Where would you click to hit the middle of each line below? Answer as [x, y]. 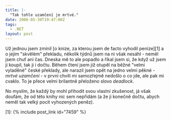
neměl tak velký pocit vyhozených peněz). [50, 102]
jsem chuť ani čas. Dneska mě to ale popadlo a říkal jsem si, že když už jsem [86, 59]
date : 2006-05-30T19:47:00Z [35, 19]
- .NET [17, 29]
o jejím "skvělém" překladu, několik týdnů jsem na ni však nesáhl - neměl [82, 54]
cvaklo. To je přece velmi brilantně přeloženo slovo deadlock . [70, 81]
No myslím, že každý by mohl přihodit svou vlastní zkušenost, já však [78, 91]
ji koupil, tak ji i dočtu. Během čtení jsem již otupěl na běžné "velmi [75, 65]
